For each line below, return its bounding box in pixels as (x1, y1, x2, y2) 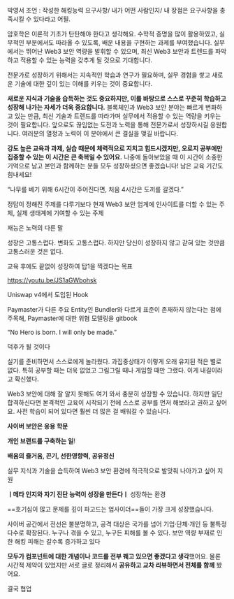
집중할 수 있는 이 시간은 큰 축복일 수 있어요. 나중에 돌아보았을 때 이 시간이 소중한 (7, 153, 223, 161)
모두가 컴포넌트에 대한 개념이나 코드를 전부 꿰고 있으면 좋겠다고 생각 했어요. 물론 (7, 552, 221, 561)
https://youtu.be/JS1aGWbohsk (7, 276, 97, 284)
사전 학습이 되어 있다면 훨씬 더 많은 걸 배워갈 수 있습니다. (16, 407, 171, 415)
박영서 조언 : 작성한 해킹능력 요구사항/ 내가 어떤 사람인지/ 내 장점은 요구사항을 (7, 6, 219, 14)
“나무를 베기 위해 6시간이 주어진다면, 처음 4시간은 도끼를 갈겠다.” (7, 185, 184, 194)
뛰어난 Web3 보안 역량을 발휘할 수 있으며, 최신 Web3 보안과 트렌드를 (25, 48, 214, 55)
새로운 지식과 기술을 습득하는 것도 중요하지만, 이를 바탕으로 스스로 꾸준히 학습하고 (7, 94, 227, 103)
